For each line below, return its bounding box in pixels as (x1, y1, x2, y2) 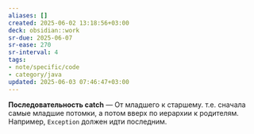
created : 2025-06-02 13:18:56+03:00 (8, 19, 129, 27)
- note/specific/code (8, 63, 80, 71)
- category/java (8, 71, 62, 78)
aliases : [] (8, 11, 48, 20)
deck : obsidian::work (8, 26, 80, 34)
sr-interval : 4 (8, 48, 59, 56)
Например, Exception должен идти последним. (8, 117, 167, 126)
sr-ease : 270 (8, 41, 52, 49)
